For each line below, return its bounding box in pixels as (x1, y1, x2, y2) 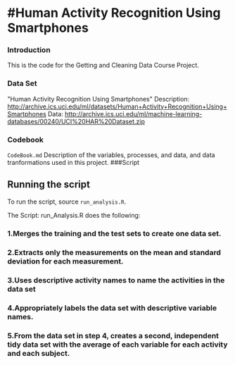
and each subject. (7, 348, 70, 358)
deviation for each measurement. (7, 256, 124, 266)
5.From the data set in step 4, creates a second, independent (7, 330, 220, 340)
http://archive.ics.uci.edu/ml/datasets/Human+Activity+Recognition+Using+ (7, 102, 227, 111)
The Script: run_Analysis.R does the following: (7, 211, 141, 219)
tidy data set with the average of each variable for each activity (7, 340, 228, 349)
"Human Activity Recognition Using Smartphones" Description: (7, 94, 190, 103)
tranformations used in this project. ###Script (7, 159, 139, 167)
